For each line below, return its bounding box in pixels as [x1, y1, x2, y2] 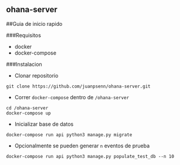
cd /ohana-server [6, 105, 49, 111]
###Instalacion [6, 60, 42, 68]
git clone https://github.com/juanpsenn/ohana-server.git [6, 83, 151, 89]
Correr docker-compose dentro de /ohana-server [14, 93, 130, 100]
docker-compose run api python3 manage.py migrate [6, 132, 133, 137]
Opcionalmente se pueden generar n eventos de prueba [14, 142, 150, 149]
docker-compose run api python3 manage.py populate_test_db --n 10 [6, 153, 175, 159]
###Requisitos [6, 32, 41, 39]
